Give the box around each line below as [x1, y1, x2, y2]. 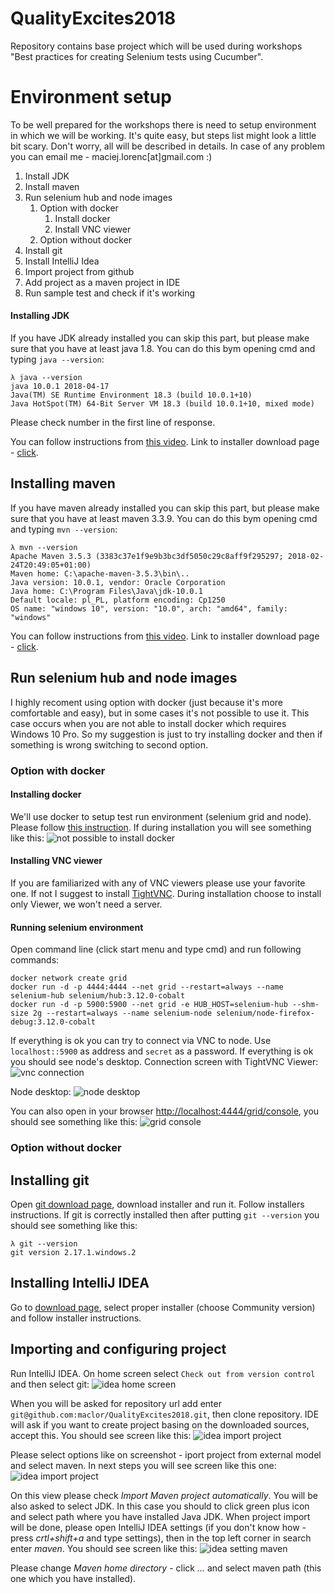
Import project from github [24, 265, 135, 277]
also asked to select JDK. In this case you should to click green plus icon [10, 1500, 310, 1512]
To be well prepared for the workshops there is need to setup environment [10, 118, 317, 131]
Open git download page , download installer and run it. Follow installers [10, 1198, 305, 1210]
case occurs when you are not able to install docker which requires [10, 717, 287, 729]
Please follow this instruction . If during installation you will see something [10, 821, 312, 833]
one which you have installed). [10, 1572, 137, 1584]
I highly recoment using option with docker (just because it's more [10, 696, 283, 708]
